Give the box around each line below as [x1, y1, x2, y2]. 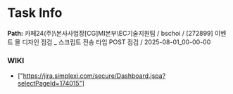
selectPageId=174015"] [17, 79, 84, 88]
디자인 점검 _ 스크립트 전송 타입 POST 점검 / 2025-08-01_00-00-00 [22, 37, 211, 46]
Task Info [7, 5, 63, 21]
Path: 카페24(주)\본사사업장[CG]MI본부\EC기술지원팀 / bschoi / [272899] [7, 29, 213, 37]
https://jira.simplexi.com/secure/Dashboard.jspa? [23, 72, 166, 80]
